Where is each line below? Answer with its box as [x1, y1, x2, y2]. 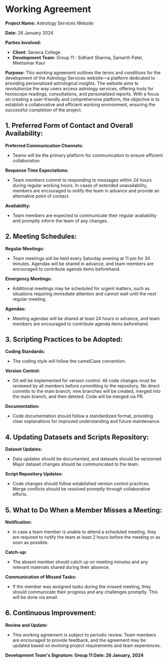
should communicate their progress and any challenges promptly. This [12, 589, 158, 595]
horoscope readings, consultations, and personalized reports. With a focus [5, 91, 159, 97]
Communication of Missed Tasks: [5, 574, 76, 580]
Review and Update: [5, 622, 48, 628]
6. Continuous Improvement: [5, 609, 96, 617]
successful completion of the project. [5, 107, 82, 113]
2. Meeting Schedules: [5, 232, 77, 241]
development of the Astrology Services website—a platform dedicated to [5, 75, 155, 81]
